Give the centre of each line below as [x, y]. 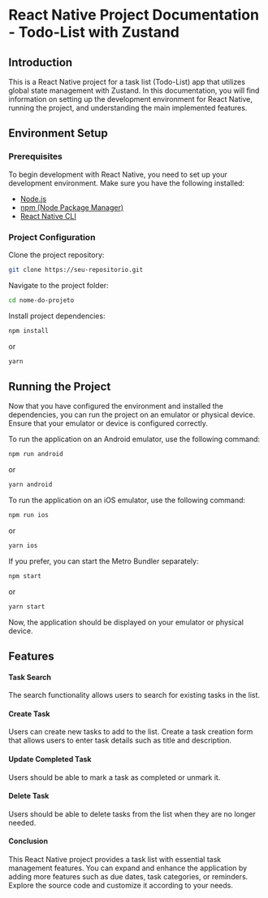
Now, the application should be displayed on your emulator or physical [126, 622]
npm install [28, 331]
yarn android [30, 485]
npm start [25, 576]
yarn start [27, 607]
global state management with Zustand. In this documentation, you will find [134, 90]
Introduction [41, 62]
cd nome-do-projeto [41, 300]
